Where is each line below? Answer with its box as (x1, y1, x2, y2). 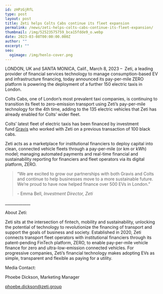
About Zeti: (5, 210, 28, 216)
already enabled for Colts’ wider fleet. (5, 112, 81, 118)
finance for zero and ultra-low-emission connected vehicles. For (5, 245, 134, 251)
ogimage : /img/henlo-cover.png (9, 52, 73, 58)
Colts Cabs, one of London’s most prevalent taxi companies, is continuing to (5, 96, 158, 102)
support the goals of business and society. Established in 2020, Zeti (5, 230, 142, 235)
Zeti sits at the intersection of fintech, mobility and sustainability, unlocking (5, 219, 155, 225)
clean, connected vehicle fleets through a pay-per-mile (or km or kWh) (5, 146, 147, 152)
